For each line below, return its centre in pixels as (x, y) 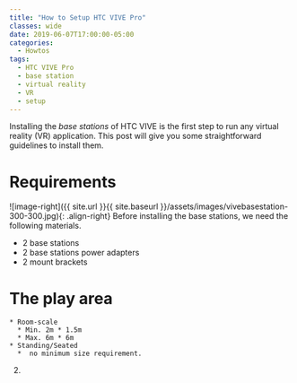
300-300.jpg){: (37, 216)
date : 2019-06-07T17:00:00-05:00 (72, 34)
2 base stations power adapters (81, 253)
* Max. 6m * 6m (46, 338)
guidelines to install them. (57, 145)
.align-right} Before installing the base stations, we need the (178, 216)
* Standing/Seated (44, 346)
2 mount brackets (55, 262)
